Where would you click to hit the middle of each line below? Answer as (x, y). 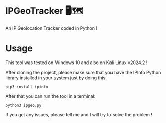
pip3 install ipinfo (27, 87)
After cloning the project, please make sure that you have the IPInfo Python (83, 72)
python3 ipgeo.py (23, 105)
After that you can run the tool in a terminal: (50, 96)
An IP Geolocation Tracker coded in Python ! (51, 28)
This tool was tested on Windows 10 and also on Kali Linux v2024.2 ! (76, 63)
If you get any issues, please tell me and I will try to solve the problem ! (79, 114)
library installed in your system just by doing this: (56, 78)
